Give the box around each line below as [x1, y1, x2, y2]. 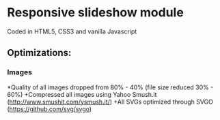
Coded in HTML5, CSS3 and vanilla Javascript [7, 27, 137, 35]
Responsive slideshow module [7, 5, 184, 20]
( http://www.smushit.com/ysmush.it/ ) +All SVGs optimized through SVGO [7, 97, 214, 106]
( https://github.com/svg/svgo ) [7, 104, 92, 113]
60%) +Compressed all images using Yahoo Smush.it [7, 90, 157, 98]
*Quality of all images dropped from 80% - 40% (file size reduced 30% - [7, 83, 214, 91]
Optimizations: [7, 47, 72, 59]
